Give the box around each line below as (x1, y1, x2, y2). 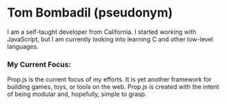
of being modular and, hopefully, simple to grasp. (7, 90, 147, 98)
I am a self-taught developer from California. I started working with (7, 28, 196, 36)
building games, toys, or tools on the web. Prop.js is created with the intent (7, 83, 219, 91)
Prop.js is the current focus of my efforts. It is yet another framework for (7, 75, 212, 84)
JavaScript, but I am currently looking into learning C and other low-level (7, 35, 214, 43)
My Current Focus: (7, 59, 71, 69)
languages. (7, 42, 39, 50)
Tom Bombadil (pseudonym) (7, 5, 173, 21)
